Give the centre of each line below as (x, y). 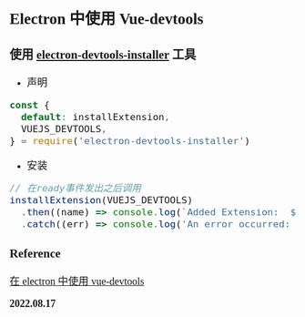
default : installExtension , (96, 118)
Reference (35, 254)
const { (30, 105)
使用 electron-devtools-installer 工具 (103, 55)
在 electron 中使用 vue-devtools (77, 281)
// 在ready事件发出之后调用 (75, 188)
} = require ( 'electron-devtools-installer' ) (130, 141)
